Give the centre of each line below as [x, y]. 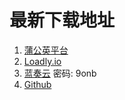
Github [37, 84]
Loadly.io [42, 61]
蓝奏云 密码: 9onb [60, 73]
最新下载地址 [62, 20]
